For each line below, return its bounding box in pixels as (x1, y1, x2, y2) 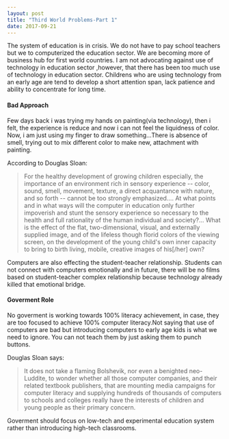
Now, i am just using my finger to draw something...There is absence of (7, 131, 208, 139)
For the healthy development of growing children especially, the (23, 172, 204, 180)
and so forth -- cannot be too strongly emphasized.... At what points (23, 193, 216, 202)
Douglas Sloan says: (7, 353, 65, 361)
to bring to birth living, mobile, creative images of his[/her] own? (23, 245, 205, 253)
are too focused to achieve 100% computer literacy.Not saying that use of (7, 318, 215, 327)
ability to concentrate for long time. (7, 85, 106, 93)
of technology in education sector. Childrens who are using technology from (7, 71, 222, 79)
